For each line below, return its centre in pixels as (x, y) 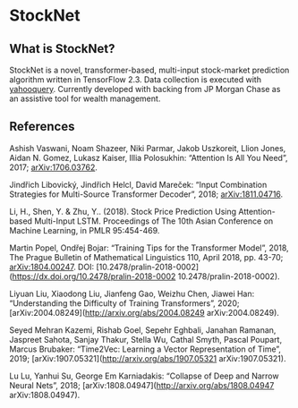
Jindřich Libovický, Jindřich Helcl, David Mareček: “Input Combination (138, 184)
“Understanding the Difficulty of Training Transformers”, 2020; (124, 303)
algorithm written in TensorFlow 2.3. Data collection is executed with (136, 80)
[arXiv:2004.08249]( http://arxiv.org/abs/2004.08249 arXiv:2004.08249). (145, 312)
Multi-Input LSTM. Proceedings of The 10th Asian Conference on (154, 221)
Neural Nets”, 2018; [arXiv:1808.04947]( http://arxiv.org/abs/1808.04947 (142, 385)
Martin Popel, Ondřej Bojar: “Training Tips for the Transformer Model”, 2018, (149, 248)
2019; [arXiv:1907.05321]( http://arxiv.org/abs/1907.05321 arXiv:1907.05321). (148, 358)
